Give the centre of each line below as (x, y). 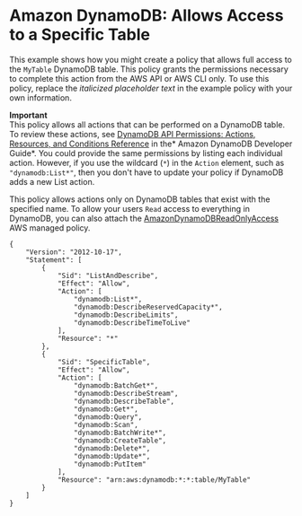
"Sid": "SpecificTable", (104, 362)
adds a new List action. (52, 181)
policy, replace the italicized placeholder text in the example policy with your (151, 88)
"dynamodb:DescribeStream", (126, 393)
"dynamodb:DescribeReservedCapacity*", (148, 307)
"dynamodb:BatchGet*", (116, 385)
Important (28, 115)
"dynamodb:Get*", (106, 409)
